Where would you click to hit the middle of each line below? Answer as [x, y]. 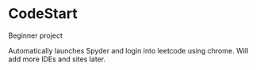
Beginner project [36, 35]
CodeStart [43, 14]
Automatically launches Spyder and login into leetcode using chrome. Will [128, 50]
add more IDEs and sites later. [57, 59]
